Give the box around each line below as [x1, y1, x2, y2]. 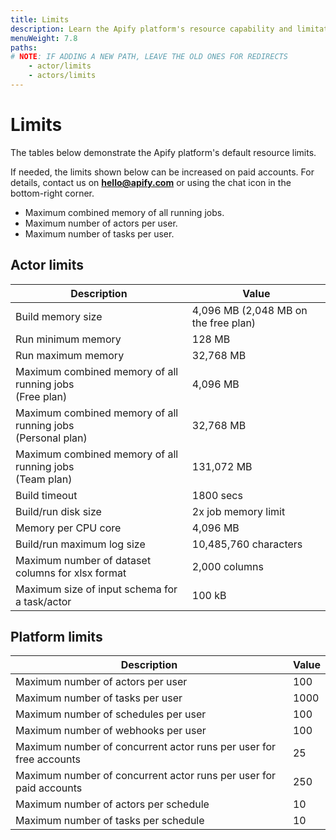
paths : [10, 42, 38, 53]
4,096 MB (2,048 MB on [191, 303, 308, 317]
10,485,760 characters [191, 537, 303, 551]
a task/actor [15, 594, 72, 608]
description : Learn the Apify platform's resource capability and [10, 24, 293, 34]
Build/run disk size [15, 504, 102, 518]
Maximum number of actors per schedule [15, 797, 210, 811]
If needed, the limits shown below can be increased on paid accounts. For [10, 166, 315, 178]
